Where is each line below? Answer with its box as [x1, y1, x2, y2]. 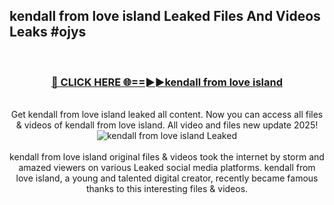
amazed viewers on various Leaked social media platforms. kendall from [18, 162, 316, 174]
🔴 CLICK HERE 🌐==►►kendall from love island [50, 75, 283, 89]
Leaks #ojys [9, 24, 87, 41]
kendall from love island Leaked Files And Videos [9, 8, 321, 25]
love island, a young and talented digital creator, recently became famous [15, 172, 319, 184]
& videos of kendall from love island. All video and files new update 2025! [15, 119, 319, 131]
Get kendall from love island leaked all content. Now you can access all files [10, 109, 324, 121]
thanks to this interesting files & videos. [85, 183, 249, 195]
